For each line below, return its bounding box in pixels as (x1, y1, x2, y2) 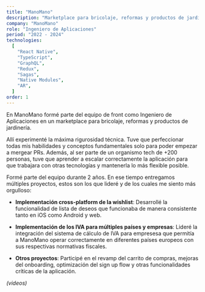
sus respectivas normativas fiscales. (15, 243, 107, 250)
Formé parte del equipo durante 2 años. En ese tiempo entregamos (6, 173, 175, 181)
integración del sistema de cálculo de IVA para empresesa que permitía (15, 230, 195, 237)
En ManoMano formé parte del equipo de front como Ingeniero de (6, 111, 172, 118)
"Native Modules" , (17, 77, 64, 83)
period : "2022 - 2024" (6, 32, 64, 38)
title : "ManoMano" (6, 9, 53, 15)
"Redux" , (17, 65, 40, 72)
